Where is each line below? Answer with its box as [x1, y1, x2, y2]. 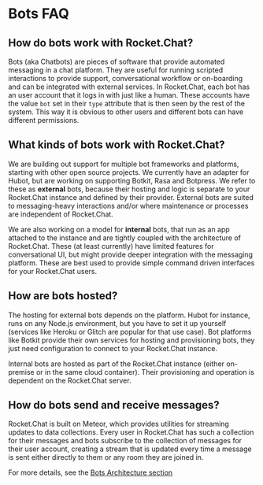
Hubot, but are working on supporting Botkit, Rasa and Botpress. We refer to [8, 176, 256, 185]
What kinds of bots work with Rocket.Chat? [8, 139, 226, 152]
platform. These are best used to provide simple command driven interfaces [8, 257, 255, 268]
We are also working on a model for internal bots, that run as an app [8, 224, 230, 234]
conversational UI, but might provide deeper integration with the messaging [8, 250, 254, 259]
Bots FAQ [8, 5, 69, 23]
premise [8, 367, 35, 376]
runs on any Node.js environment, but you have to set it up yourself [8, 318, 227, 328]
